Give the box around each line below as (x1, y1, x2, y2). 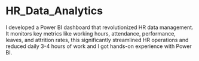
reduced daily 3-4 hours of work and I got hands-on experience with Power (5, 43, 192, 50)
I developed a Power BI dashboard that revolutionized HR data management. (5, 24, 194, 31)
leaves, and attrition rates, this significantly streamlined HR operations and (5, 36, 189, 43)
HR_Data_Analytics (5, 4, 103, 18)
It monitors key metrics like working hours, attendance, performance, (5, 30, 176, 37)
